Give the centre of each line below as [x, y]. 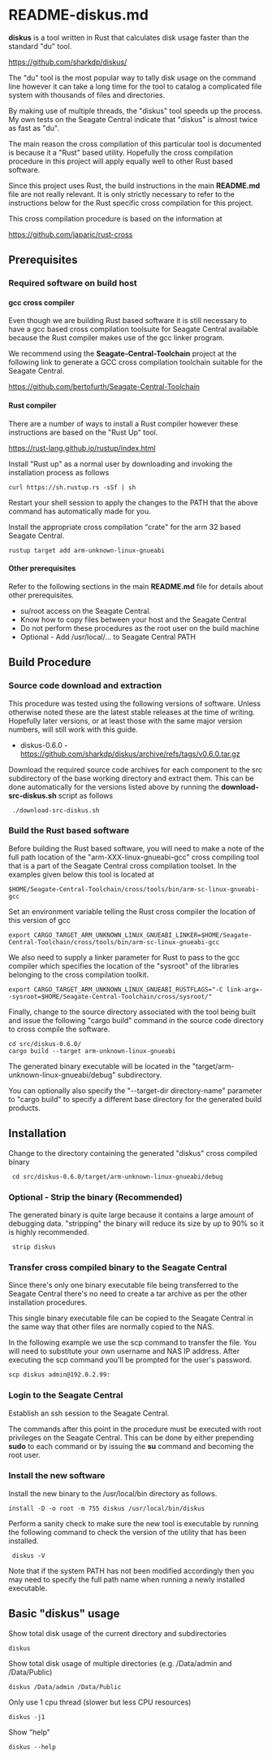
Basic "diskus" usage [64, 1614]
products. [24, 1108]
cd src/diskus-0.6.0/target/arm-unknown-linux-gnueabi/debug [117, 1177]
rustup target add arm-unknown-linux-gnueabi [86, 550]
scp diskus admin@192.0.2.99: [60, 1375]
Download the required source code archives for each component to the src [136, 769]
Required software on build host [73, 283]
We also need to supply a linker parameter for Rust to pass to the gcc [124, 957]
